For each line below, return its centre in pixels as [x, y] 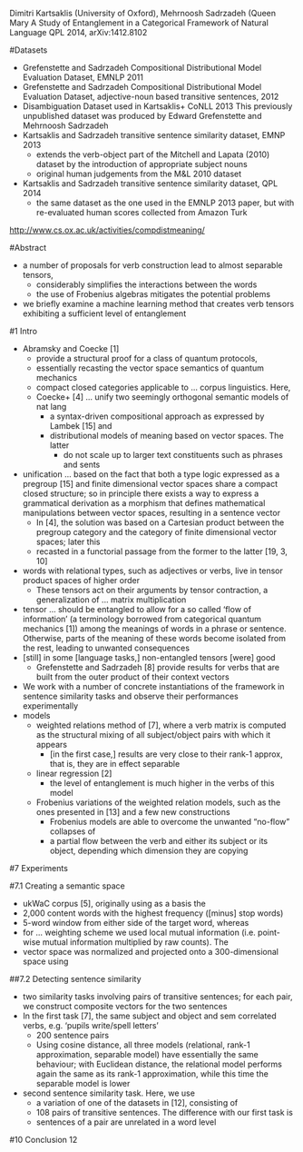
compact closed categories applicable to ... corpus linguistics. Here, [163, 387]
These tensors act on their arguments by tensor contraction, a [152, 590]
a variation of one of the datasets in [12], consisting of [137, 1102]
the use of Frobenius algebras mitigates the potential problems [153, 294]
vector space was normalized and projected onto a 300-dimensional [151, 952]
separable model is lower [83, 1083]
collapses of [73, 831]
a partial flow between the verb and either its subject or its [159, 841]
